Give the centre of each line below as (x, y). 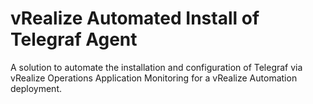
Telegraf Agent (74, 39)
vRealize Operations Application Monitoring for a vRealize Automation (154, 78)
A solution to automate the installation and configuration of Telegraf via (156, 67)
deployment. (36, 88)
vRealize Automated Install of (135, 18)
